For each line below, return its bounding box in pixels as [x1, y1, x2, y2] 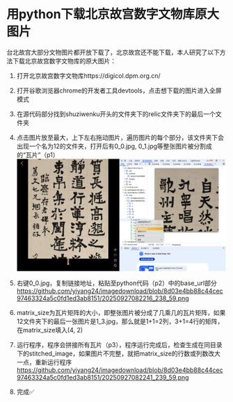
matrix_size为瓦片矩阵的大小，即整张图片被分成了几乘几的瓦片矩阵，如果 [16, 309, 226, 317]
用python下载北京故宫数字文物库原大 [6, 6, 220, 22]
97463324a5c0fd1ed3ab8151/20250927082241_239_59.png [16, 373, 189, 382]
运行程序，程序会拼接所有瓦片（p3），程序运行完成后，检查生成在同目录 [16, 341, 223, 349]
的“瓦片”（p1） [16, 150, 59, 159]
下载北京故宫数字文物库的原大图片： [12, 56, 116, 65]
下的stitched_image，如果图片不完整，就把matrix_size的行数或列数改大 [16, 349, 220, 358]
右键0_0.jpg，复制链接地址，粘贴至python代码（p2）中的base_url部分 [16, 279, 217, 287]
